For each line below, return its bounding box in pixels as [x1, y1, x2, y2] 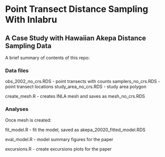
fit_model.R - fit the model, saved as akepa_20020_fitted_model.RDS [5, 127, 146, 133]
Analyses [5, 106, 29, 113]
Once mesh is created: [5, 117, 52, 123]
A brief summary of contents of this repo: [5, 55, 90, 61]
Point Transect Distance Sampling [5, 3, 148, 15]
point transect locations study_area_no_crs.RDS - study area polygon [5, 83, 147, 90]
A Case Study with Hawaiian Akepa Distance [5, 34, 147, 42]
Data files [5, 67, 29, 74]
